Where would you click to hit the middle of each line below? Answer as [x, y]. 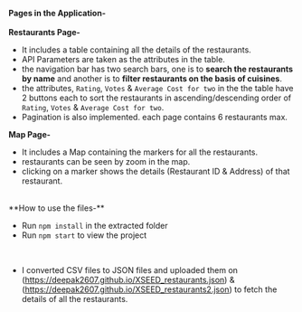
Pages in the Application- [57, 13]
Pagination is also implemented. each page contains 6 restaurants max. [155, 117]
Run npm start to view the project [84, 235]
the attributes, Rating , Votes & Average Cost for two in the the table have [157, 88]
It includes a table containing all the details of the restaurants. [137, 50]
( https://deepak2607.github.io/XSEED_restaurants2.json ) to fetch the [149, 289]
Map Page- [30, 134]
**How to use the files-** [57, 208]
